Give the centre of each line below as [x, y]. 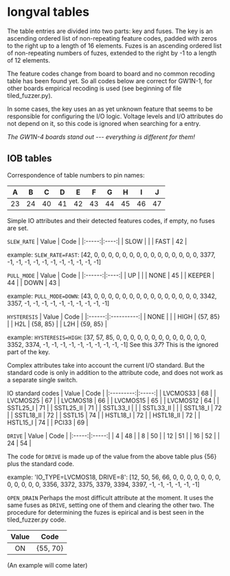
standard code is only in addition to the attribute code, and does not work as [115, 372]
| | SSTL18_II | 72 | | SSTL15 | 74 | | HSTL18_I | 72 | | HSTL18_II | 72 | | [104, 415]
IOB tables [30, 159]
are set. [18, 228]
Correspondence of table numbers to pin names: [76, 175]
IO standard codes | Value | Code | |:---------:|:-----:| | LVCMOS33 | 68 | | [112, 393]
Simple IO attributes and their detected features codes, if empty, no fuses [111, 220]
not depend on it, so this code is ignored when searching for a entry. [104, 123]
